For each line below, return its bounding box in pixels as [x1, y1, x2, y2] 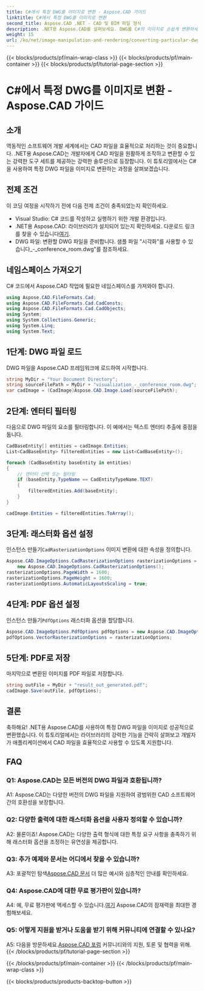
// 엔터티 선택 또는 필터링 [17, 471, 75, 477]
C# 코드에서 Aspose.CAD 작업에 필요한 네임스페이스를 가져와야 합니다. [6, 282, 175, 289]
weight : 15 [6, 32, 34, 38]
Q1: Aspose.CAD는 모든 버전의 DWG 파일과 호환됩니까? [6, 776, 162, 785]
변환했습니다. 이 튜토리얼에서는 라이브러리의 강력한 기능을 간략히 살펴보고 [6, 731, 180, 738]
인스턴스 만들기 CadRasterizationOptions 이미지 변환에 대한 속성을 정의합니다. [6, 546, 192, 553]
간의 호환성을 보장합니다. [6, 799, 65, 806]
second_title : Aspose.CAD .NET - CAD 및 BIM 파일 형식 [6, 20, 141, 26]
